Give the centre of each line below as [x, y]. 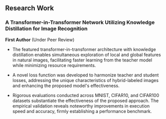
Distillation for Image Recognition [46, 28]
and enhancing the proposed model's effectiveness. [66, 85]
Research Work [29, 8]
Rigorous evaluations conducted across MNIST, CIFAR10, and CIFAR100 [86, 95]
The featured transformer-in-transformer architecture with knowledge [84, 49]
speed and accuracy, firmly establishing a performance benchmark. [82, 111]
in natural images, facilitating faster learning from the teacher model [82, 60]
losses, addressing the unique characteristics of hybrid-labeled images [85, 80]
